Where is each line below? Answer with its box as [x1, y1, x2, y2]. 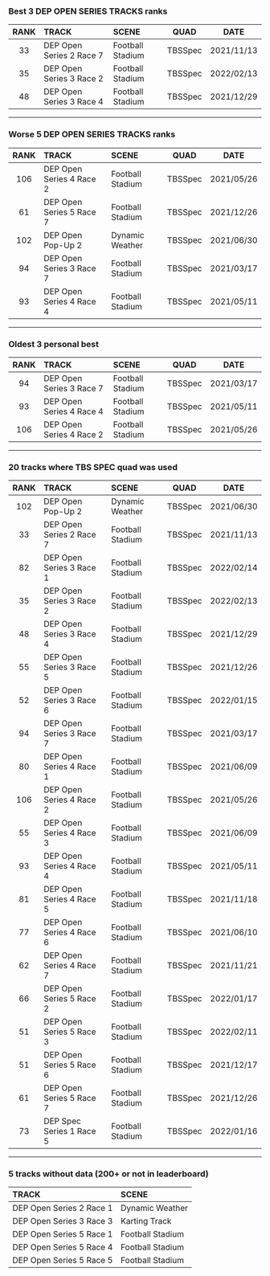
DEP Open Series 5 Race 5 [12, 1255, 113, 1266]
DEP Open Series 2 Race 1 [12, 1203, 113, 1214]
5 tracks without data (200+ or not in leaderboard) [8, 1168, 209, 1180]
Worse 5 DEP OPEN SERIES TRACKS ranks [8, 129, 176, 140]
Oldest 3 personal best [8, 338, 99, 350]
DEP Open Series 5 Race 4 [12, 1241, 113, 1253]
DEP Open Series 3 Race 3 [12, 1216, 113, 1227]
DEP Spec [43, 1115, 82, 1127]
